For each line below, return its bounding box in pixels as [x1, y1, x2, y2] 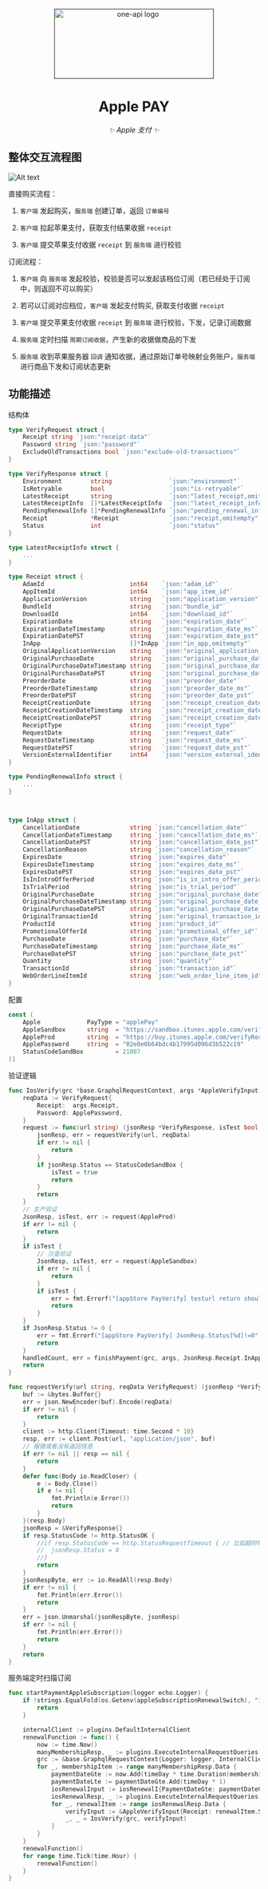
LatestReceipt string [22, 492, 112, 500]
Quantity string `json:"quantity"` [22, 957, 216, 965]
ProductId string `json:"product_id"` [22, 920, 223, 929]
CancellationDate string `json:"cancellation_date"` [22, 823, 248, 831]
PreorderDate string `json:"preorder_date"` [22, 676, 241, 685]
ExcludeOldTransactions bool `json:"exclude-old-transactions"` [22, 448, 241, 456]
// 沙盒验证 [37, 1250, 72, 1258]
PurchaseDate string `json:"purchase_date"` [22, 935, 234, 943]
